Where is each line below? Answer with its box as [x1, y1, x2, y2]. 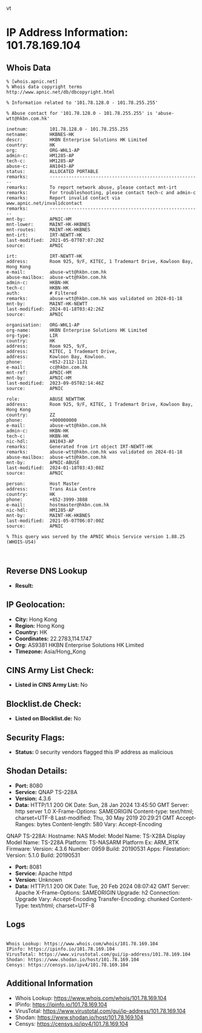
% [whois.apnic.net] [6, 79, 59, 85]
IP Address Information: [6, 26, 128, 39]
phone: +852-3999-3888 [6, 497, 88, 503]
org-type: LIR [6, 333, 59, 339]
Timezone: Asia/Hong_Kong [15, 648, 86, 655]
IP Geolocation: [6, 599, 65, 610]
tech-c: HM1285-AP [6, 158, 74, 164]
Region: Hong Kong [15, 622, 65, 629]
